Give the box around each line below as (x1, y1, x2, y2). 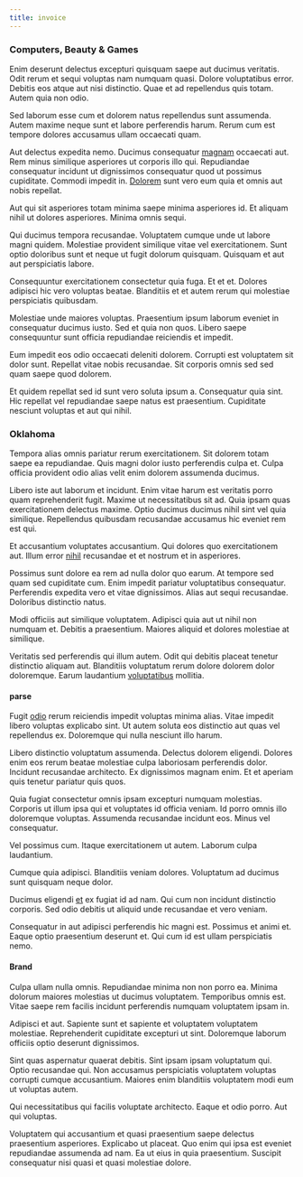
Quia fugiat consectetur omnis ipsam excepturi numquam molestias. (9, 794, 263, 805)
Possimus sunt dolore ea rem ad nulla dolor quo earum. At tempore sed (9, 568, 274, 579)
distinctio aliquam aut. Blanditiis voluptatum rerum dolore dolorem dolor (9, 660, 275, 671)
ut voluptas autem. (9, 1083, 78, 1094)
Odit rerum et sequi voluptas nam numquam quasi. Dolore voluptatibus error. (9, 73, 294, 84)
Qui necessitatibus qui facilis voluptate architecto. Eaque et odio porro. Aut (9, 1101, 288, 1112)
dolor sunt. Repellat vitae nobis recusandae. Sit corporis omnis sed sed (9, 359, 274, 369)
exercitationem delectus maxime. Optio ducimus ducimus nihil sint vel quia (9, 504, 287, 515)
